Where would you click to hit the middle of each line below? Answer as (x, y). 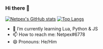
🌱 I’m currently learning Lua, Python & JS (55, 29)
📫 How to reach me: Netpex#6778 (49, 34)
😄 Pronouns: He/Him (35, 42)
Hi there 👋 (18, 8)
